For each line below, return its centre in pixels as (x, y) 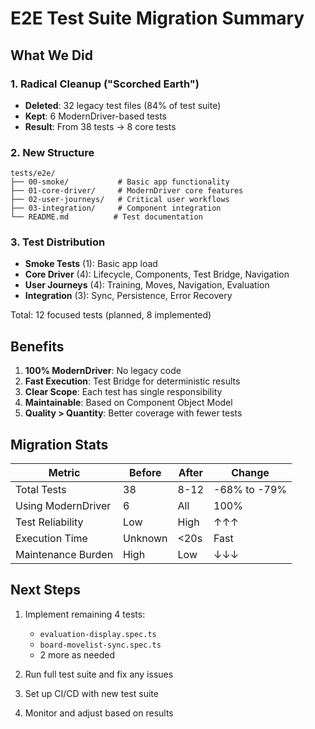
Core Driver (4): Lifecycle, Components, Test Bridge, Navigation (157, 274)
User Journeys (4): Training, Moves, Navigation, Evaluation (147, 285)
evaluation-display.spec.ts (98, 634)
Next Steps (45, 590)
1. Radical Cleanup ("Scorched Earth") (105, 84)
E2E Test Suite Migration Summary (157, 18)
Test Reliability (49, 522)
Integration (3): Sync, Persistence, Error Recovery (128, 296)
